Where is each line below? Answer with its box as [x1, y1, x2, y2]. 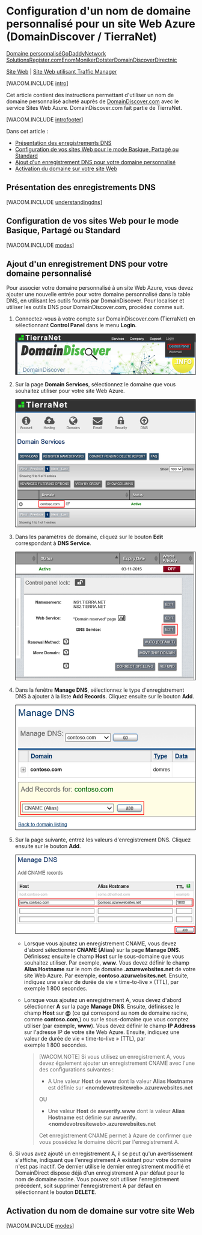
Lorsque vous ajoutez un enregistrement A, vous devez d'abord [23, 997, 182, 1003]
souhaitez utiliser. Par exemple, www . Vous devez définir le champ [23, 959, 189, 966]
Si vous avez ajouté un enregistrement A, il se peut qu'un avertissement [14, 1150, 193, 1157]
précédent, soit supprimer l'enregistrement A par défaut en [14, 1182, 161, 1189]
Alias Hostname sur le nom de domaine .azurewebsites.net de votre [23, 966, 196, 972]
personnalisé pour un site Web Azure [6, 17, 195, 31]
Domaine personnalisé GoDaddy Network [6, 49, 106, 57]
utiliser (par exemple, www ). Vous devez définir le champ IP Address [23, 1022, 196, 1029]
